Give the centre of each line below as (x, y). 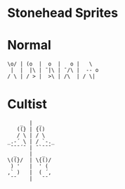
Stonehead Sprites (63, 13)
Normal (29, 45)
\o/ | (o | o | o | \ (50, 64)
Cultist (27, 104)
